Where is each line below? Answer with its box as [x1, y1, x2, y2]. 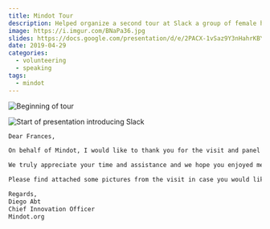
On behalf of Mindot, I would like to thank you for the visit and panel [8, 146, 261, 155]
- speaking [15, 64, 52, 72]
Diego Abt [8, 198, 42, 206]
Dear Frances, [8, 132, 56, 141]
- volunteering [15, 57, 67, 65]
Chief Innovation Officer [8, 205, 95, 213]
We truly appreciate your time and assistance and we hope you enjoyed [8, 162, 253, 170]
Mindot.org [8, 212, 45, 221]
